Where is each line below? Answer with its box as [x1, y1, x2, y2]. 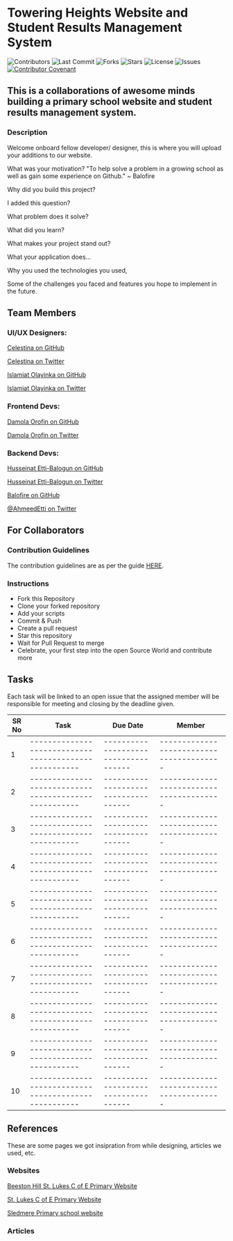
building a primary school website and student [7, 96, 213, 108]
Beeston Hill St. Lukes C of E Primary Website [7, 1181, 137, 1190]
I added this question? [7, 198, 71, 207]
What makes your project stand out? [7, 239, 111, 248]
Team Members [7, 307, 76, 319]
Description [7, 127, 48, 137]
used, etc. [7, 1148, 36, 1157]
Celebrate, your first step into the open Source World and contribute [17, 646, 213, 655]
